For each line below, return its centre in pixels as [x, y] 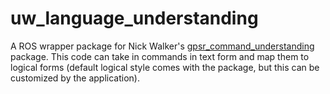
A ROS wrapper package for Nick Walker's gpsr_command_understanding [162, 46]
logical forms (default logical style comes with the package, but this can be [165, 67]
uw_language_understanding [134, 18]
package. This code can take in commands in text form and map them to [160, 56]
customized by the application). [75, 78]
